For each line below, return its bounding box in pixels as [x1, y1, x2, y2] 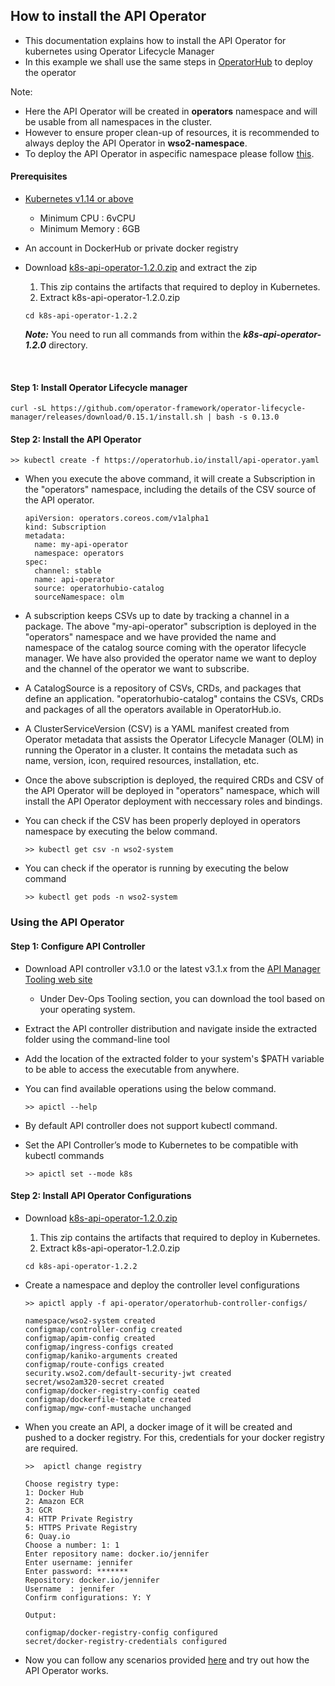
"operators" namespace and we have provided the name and [24, 631, 277, 643]
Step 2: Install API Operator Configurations [10, 1190, 192, 1202]
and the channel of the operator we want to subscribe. [24, 663, 250, 675]
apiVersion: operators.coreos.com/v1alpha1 [24, 514, 210, 524]
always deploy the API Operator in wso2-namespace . [24, 137, 248, 149]
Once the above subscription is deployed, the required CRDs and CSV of [24, 774, 325, 786]
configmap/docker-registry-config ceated [24, 1385, 200, 1396]
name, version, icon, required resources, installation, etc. [24, 755, 260, 767]
